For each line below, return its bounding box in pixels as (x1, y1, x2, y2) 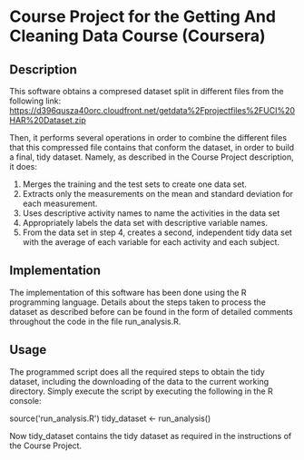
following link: (9, 95, 62, 106)
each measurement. (22, 198, 98, 209)
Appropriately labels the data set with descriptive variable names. (22, 218, 268, 228)
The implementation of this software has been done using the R (9, 287, 247, 298)
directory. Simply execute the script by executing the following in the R (9, 386, 274, 396)
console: (9, 395, 43, 406)
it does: (9, 161, 38, 171)
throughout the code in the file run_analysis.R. (9, 316, 181, 327)
